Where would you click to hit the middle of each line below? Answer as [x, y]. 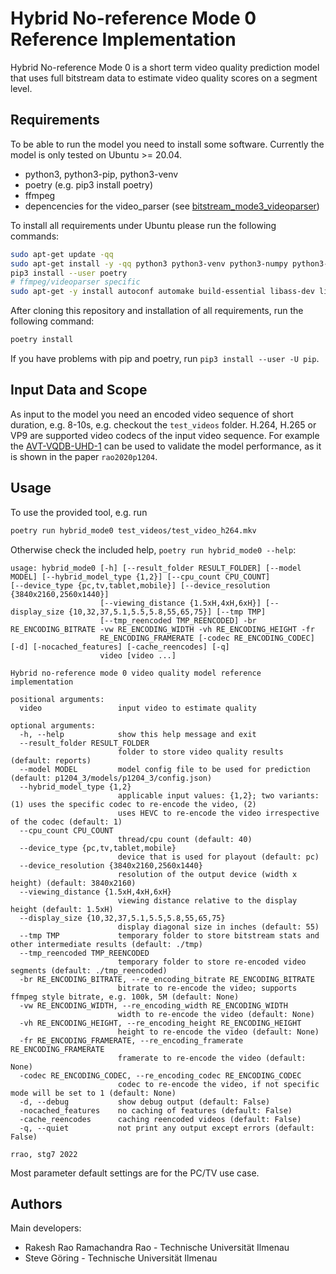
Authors [36, 1203]
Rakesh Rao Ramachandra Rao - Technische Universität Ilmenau [157, 1248]
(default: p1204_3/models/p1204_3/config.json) [111, 778]
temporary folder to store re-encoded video [212, 962]
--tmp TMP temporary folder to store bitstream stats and [169, 935]
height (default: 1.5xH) [62, 909]
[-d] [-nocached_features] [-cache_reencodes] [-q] [120, 647]
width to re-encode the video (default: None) [216, 1014]
